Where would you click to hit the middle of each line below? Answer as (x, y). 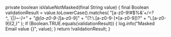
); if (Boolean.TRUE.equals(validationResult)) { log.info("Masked (88, 23)
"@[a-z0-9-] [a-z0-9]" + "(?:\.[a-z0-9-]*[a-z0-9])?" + (90, 18)
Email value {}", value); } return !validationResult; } (58, 29)
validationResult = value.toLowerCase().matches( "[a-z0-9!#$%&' (75, 13)
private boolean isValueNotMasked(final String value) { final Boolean (77, 7)
